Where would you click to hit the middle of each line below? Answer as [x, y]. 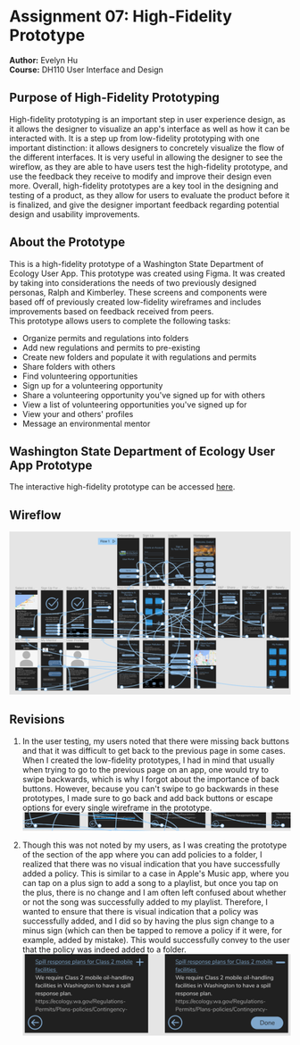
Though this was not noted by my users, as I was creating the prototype [154, 845]
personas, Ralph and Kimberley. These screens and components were [138, 292]
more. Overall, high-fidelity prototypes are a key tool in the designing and [144, 186]
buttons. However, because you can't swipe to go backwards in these [150, 789]
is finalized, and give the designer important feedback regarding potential [144, 205]
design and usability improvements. [75, 214]
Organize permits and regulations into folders [105, 338]
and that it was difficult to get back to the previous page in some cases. [154, 750]
